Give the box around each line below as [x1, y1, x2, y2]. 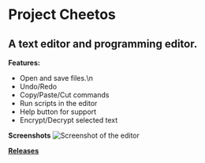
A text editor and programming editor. [8, 37, 198, 51]
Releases [8, 146, 39, 155]
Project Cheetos [8, 6, 116, 24]
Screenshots [8, 131, 51, 140]
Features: [8, 58, 41, 67]
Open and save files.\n [19, 74, 93, 82]
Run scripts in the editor [19, 99, 98, 108]
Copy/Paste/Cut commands [19, 90, 110, 100]
